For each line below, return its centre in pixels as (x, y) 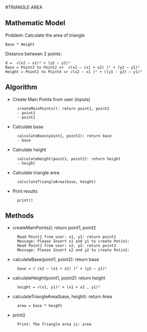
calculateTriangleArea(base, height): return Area (62, 297)
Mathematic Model (35, 23)
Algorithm (21, 87)
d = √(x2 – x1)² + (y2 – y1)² (38, 63)
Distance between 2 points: (33, 54)
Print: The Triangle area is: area (54, 324)
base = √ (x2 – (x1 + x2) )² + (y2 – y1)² (62, 269)
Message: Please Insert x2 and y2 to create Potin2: (73, 250)
